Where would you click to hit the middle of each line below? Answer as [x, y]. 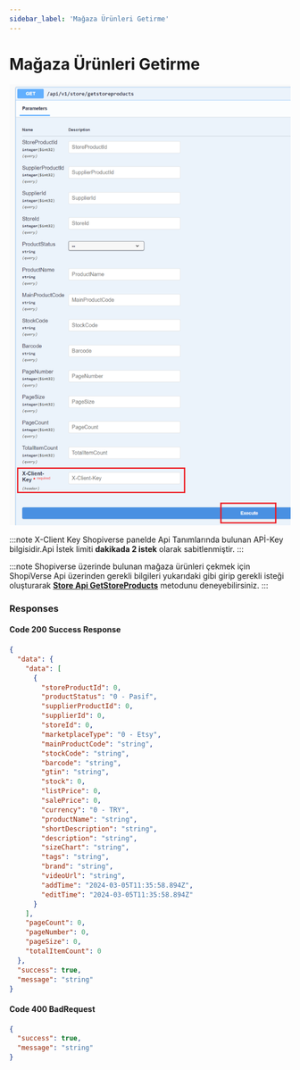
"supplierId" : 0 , [73, 716]
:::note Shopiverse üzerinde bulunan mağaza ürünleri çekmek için [130, 566]
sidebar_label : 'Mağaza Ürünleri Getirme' [89, 19]
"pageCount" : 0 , [56, 923]
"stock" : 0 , [64, 782]
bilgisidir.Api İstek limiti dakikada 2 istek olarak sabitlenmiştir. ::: [126, 548]
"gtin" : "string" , [75, 773]
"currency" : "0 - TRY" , [85, 810]
